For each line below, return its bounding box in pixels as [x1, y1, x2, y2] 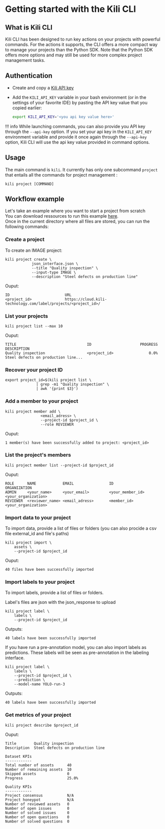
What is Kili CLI [5, 23, 53, 32]
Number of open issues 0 [5, 806, 70, 811]
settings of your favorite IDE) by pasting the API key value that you [12, 99, 148, 105]
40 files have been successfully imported [5, 567, 94, 572]
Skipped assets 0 [5, 771, 70, 776]
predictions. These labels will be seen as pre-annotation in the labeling [5, 649, 149, 656]
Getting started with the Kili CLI [5, 3, 136, 15]
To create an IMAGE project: [5, 247, 63, 253]
